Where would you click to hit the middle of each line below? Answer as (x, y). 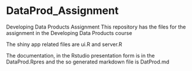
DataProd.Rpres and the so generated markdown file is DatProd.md (88, 62)
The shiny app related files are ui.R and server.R (64, 44)
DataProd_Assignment (62, 11)
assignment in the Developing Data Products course (69, 33)
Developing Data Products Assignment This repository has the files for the (96, 27)
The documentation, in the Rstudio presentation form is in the (80, 55)
